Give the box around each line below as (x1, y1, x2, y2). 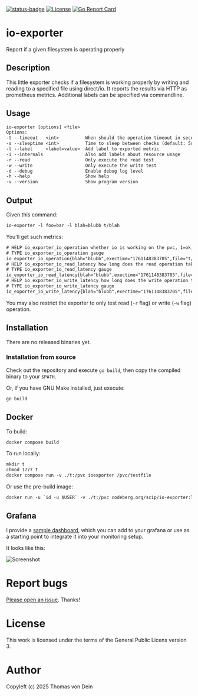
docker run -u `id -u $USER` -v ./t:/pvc (6, 494, 110, 501)
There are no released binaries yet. (6, 338, 91, 345)
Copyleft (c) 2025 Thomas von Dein (6, 683, 93, 690)
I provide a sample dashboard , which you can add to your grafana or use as (6, 526, 190, 533)
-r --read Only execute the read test (6, 157, 154, 163)
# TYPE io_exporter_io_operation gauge (6, 250, 104, 256)
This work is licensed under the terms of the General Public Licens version (6, 636, 187, 643)
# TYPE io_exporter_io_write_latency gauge (6, 283, 115, 289)
